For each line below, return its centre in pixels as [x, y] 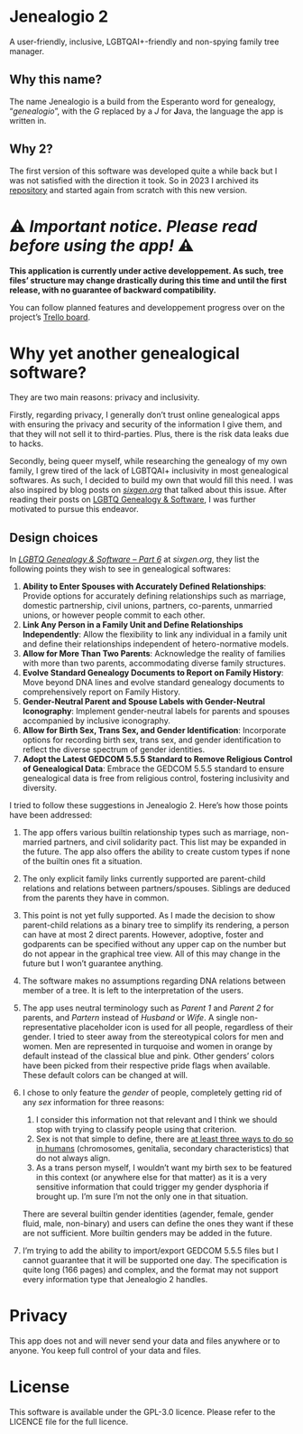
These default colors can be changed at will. [105, 1075]
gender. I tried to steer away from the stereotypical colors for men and [153, 1037]
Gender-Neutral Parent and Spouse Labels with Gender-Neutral [144, 702]
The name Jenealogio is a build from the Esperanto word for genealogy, [143, 101]
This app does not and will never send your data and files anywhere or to [145, 1341]
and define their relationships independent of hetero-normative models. [156, 644]
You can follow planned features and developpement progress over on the [147, 307]
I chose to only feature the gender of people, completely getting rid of [152, 1093]
